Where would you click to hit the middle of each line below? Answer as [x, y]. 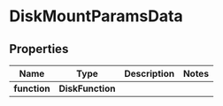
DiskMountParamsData [96, 16]
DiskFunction [87, 88]
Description [149, 74]
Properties [39, 49]
